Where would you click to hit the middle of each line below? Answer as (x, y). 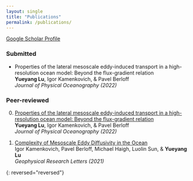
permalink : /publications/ (39, 22)
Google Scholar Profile (33, 39)
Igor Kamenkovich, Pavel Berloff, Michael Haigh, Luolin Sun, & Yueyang (101, 148)
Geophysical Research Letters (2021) (59, 161)
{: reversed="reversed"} (35, 172)
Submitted (21, 54)
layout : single (25, 11)
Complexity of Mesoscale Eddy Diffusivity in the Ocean (81, 143)
